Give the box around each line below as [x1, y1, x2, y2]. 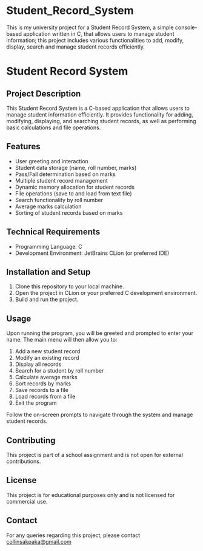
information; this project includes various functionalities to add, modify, [6, 36, 184, 44]
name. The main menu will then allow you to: [6, 336, 118, 343]
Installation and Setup [6, 266, 91, 277]
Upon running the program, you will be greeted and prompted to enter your [6, 330, 194, 337]
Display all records [15, 360, 62, 368]
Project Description [6, 89, 81, 99]
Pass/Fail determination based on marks [15, 171, 116, 178]
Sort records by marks [15, 380, 72, 387]
